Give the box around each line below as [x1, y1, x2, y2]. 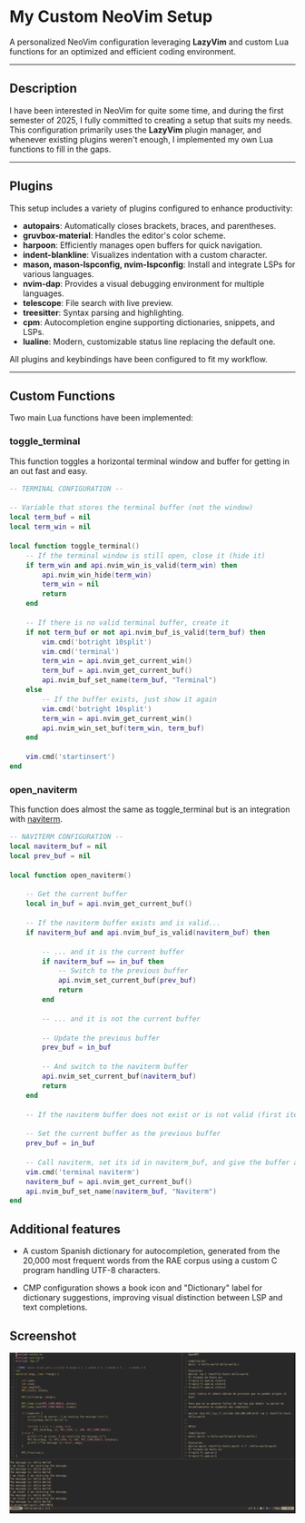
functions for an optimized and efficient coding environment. [9, 45, 236, 56]
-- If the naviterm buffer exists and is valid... [25, 919, 221, 928]
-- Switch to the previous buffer [57, 966, 189, 975]
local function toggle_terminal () [9, 541, 141, 550]
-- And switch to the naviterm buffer [42, 1063, 189, 1072]
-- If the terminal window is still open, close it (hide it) [25, 551, 266, 560]
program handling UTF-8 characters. [22, 1265, 161, 1276]
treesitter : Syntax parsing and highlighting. [22, 307, 184, 318]
